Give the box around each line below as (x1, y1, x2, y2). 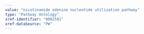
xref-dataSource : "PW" (5, 21, 52, 26)
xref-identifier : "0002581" (5, 16, 64, 21)
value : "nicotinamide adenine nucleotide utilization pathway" (5, 7, 140, 12)
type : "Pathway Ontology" (5, 12, 59, 17)
